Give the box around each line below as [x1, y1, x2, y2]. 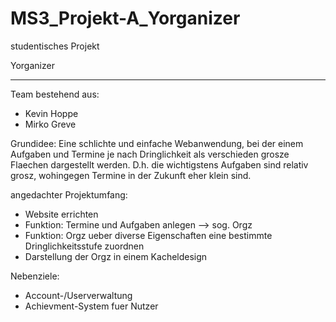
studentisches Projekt [10, 40, 100, 52]
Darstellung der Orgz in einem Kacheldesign [24, 250, 208, 262]
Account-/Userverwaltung [24, 289, 133, 301]
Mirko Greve [24, 118, 77, 130]
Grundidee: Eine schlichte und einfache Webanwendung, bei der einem [10, 137, 304, 149]
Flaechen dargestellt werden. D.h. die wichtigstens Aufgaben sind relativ [10, 158, 309, 171]
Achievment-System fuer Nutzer [24, 300, 159, 312]
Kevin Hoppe [24, 107, 79, 119]
